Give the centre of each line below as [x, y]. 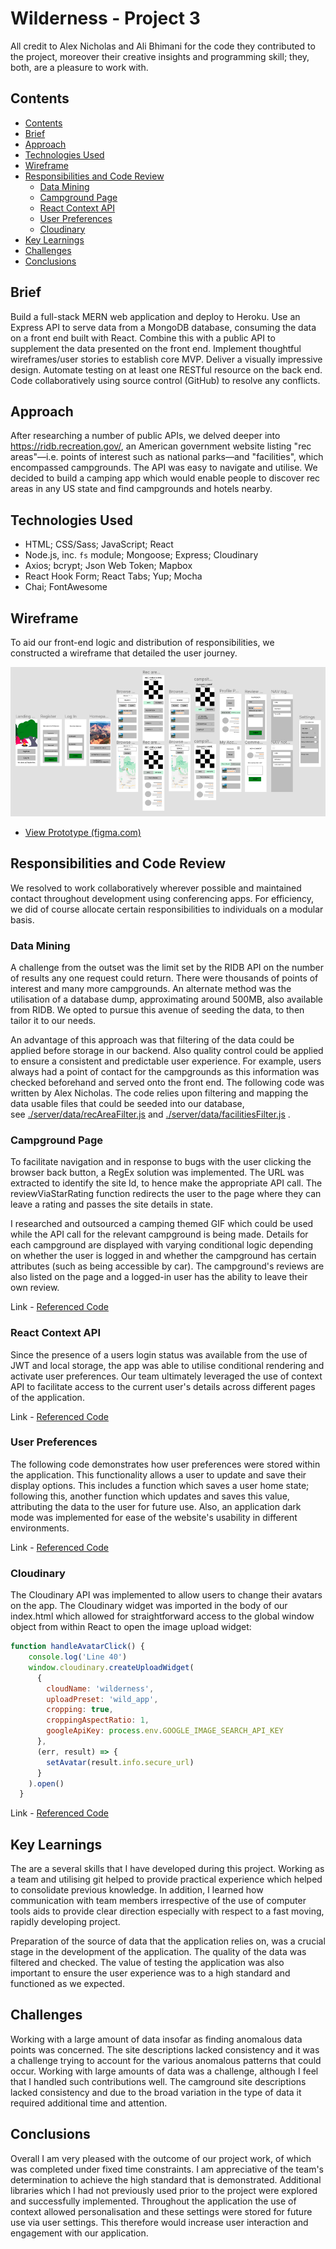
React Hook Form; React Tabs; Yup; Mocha [113, 576]
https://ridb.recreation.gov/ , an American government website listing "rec [161, 446]
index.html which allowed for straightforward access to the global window [162, 1616]
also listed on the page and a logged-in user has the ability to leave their [159, 1277]
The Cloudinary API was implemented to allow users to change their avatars [166, 1595]
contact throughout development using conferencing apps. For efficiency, [162, 898]
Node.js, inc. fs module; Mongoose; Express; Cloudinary [141, 555]
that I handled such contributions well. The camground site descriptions [158, 2081]
